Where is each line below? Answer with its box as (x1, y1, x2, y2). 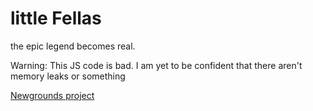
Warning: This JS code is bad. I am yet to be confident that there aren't (10, 59, 303, 71)
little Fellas (10, 7, 102, 30)
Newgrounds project (10, 89, 95, 101)
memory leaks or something (10, 70, 126, 82)
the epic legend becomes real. (10, 40, 136, 52)
